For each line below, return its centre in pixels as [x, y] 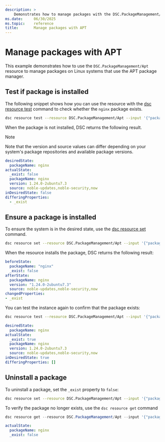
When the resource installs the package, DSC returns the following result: [79, 253]
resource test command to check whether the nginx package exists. [74, 109]
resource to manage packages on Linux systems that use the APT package [81, 71]
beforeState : [18, 262]
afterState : [17, 275]
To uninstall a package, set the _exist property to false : [62, 389]
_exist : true [23, 339]
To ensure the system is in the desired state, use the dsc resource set [76, 229]
